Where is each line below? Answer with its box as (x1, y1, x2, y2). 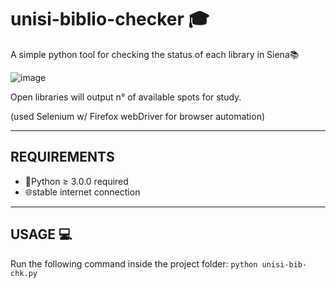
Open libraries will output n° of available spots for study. (10, 91, 242, 103)
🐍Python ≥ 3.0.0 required (24, 175, 129, 187)
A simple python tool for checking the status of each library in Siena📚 (10, 48, 300, 60)
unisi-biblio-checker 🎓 (10, 8, 210, 31)
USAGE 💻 (10, 226, 73, 243)
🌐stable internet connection (24, 186, 141, 198)
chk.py (10, 268, 38, 278)
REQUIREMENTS (10, 149, 115, 166)
